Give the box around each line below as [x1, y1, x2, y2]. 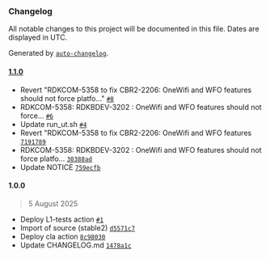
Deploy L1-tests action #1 [19, 214, 103, 224]
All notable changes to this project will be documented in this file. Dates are [8, 24, 260, 34]
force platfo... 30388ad [19, 154, 93, 163]
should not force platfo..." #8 [19, 93, 115, 103]
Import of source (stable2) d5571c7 [19, 222, 136, 232]
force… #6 [19, 111, 54, 121]
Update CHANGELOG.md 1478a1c [19, 240, 132, 250]
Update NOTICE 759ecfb [19, 162, 101, 171]
